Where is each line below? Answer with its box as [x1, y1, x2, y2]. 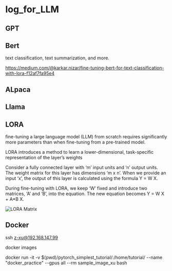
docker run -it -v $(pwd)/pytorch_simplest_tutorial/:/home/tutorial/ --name [5, 254, 163, 260]
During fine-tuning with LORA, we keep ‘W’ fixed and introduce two [5, 185, 148, 191]
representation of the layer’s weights [5, 154, 83, 160]
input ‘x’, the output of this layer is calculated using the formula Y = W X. [5, 175, 158, 181]
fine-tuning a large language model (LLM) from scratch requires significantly [5, 133, 167, 139]
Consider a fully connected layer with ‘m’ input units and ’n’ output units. [5, 164, 158, 170]
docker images [5, 244, 37, 251]
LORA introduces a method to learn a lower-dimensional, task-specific [5, 149, 154, 155]
